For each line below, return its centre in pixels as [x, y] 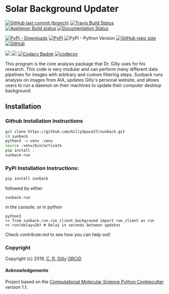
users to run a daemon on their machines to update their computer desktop [83, 85]
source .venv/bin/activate [34, 146]
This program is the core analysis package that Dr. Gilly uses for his [75, 63]
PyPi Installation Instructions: [42, 168]
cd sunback [17, 136]
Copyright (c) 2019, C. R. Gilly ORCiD [43, 259]
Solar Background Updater [62, 9]
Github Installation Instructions [44, 121]
